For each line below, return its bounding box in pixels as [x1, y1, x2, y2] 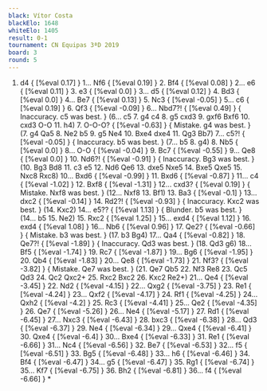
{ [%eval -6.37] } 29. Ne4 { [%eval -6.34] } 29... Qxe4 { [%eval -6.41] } [19, 323, 253, 333]
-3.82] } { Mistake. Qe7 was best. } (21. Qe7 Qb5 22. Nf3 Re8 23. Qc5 [19, 264, 248, 273]
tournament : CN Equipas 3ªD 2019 [8, 41, 120, 49]
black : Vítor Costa [8, 11, 73, 20]
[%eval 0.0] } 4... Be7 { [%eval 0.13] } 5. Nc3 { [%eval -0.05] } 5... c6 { [19, 95, 249, 104]
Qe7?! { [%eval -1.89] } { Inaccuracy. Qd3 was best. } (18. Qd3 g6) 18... [19, 238, 253, 248]
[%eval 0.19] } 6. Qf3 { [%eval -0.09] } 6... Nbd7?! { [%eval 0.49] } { [19, 103, 241, 112]
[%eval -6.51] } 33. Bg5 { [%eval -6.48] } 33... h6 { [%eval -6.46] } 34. [19, 348, 251, 358]
